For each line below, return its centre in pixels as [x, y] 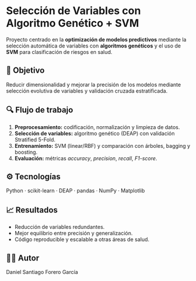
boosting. [26, 152]
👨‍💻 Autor [23, 258]
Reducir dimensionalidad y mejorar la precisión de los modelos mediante [94, 84]
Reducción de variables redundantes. [60, 227]
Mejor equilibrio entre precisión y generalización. [73, 233]
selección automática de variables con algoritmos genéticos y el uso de [94, 46]
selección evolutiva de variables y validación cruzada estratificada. [87, 91]
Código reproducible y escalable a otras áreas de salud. [82, 239]
